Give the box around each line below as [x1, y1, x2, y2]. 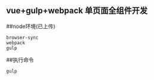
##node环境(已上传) [6, 23, 56, 30]
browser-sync [6, 35, 39, 41]
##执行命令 [6, 56, 34, 63]
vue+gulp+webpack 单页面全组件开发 [6, 5, 148, 16]
